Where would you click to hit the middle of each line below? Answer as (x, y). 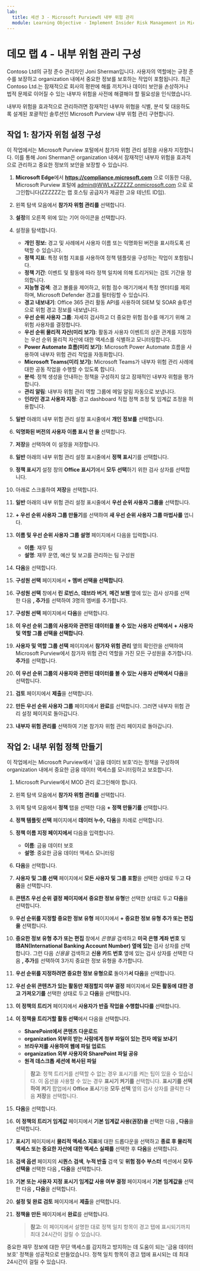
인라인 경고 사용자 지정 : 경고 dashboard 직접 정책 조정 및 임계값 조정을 (106, 399)
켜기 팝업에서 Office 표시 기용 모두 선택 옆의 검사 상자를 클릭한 (113, 1088)
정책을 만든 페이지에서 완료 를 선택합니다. (62, 1214)
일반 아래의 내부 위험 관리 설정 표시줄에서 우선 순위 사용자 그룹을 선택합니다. (103, 503)
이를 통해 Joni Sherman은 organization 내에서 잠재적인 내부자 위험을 (95, 158)
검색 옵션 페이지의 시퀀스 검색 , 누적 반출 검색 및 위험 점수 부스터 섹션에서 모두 (104, 1161)
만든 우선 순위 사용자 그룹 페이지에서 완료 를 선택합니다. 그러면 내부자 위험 (99, 706)
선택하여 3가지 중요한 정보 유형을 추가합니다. (92, 961)
